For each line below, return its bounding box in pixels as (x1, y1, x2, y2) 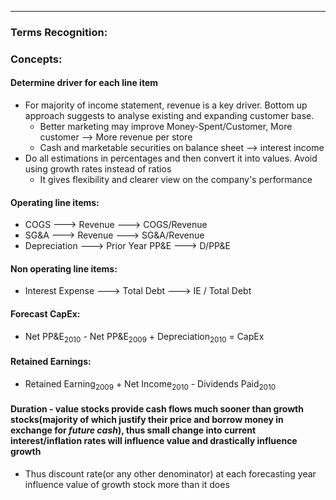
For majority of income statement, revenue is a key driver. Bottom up (24, 99, 308, 111)
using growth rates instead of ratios (24, 163, 172, 175)
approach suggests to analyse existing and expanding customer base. (24, 110, 315, 122)
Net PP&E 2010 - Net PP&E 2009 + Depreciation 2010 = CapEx (24, 330, 265, 345)
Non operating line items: (10, 262, 118, 275)
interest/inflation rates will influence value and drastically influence (10, 435, 298, 447)
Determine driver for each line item (10, 77, 159, 89)
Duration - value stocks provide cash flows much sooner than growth (10, 403, 304, 415)
